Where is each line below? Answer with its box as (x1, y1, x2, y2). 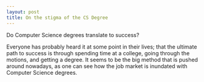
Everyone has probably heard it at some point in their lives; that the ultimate (6, 43, 197, 50)
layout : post (6, 9, 40, 15)
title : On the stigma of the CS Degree (6, 15, 108, 21)
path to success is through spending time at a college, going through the (6, 49, 190, 56)
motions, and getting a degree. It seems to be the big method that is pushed (6, 56, 198, 63)
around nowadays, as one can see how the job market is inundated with (6, 62, 188, 70)
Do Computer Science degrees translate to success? (6, 31, 140, 38)
